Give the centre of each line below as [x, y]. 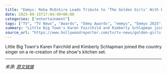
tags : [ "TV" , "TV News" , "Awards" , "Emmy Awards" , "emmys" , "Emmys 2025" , [84, 23]
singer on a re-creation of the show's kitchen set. [56, 52]
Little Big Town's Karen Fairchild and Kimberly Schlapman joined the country [83, 47]
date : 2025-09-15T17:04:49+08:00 [40, 14]
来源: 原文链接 [19, 67]
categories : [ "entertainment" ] [38, 19]
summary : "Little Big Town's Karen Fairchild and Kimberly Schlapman [79, 28]
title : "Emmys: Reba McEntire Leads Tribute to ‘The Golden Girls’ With [82, 10]
